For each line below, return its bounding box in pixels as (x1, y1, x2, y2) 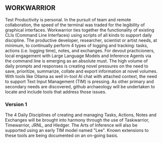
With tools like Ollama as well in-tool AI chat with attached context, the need (5, 73, 157, 79)
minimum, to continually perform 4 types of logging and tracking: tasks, (5, 42, 148, 48)
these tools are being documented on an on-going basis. (5, 133, 119, 139)
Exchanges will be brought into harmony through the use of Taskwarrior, (5, 117, 149, 123)
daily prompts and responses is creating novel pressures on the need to (5, 63, 149, 69)
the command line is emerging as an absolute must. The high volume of (5, 58, 148, 64)
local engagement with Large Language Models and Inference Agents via (5, 53, 151, 59)
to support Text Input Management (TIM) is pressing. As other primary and (5, 79, 154, 84)
